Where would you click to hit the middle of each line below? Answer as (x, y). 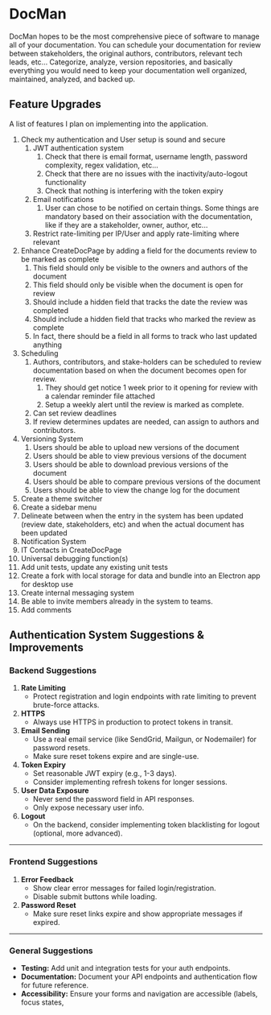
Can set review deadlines (75, 413)
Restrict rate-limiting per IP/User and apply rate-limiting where (136, 233)
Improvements (46, 648)
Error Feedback (47, 879)
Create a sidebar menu (59, 507)
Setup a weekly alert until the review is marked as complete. (144, 404)
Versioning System (52, 439)
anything (47, 345)
